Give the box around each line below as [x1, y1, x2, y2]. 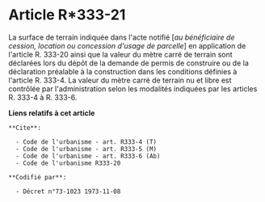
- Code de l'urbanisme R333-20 [15, 159, 121, 167]
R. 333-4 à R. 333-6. [8, 92, 78, 102]
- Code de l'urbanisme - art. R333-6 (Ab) [15, 152, 161, 160]
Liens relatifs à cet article [8, 107, 95, 118]
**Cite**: [8, 124, 42, 132]
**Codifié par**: [8, 173, 67, 181]
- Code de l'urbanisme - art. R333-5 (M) [15, 145, 158, 153]
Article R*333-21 [8, 6, 126, 24]
